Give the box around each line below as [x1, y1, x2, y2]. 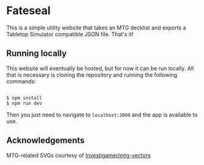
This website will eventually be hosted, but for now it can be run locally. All [6, 64, 194, 72]
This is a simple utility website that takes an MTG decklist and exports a [6, 24, 186, 31]
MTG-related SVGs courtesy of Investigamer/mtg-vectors [6, 152, 151, 159]
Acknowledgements [6, 136, 85, 146]
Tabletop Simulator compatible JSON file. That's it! [6, 30, 134, 37]
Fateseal [6, 4, 51, 18]
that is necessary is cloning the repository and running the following [6, 71, 178, 79]
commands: [6, 77, 37, 85]
